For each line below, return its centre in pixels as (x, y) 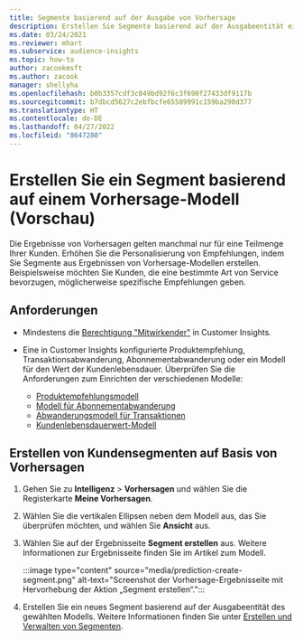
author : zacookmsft (46, 69)
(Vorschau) (53, 219)
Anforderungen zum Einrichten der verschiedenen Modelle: (133, 378)
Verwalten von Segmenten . (73, 626)
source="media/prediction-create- (179, 570)
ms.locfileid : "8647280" (56, 136)
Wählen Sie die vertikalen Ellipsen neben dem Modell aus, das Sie (144, 516)
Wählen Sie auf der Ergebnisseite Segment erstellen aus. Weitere (145, 543)
